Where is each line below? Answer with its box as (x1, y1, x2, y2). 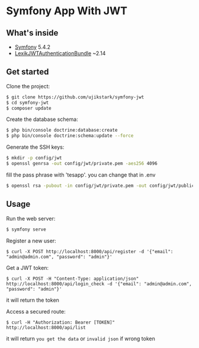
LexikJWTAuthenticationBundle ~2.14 (14, 50, 106, 57)
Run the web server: (6, 215, 56, 222)
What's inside (6, 28, 59, 38)
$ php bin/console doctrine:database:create (6, 127, 118, 133)
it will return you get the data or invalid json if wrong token (6, 335, 156, 342)
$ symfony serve (6, 226, 46, 232)
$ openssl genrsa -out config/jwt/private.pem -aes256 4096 (6, 161, 158, 167)
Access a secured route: (6, 308, 66, 315)
